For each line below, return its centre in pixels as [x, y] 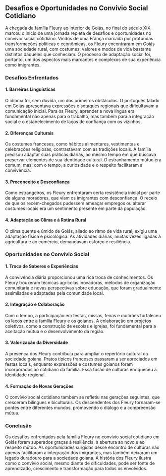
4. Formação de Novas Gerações [39, 386]
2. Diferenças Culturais [29, 133]
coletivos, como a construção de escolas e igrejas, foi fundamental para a [81, 326]
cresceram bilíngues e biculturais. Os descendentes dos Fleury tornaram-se [83, 403]
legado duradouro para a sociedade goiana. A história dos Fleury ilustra [78, 458]
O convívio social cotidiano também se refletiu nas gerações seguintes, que [83, 397]
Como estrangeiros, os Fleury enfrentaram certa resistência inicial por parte [83, 193]
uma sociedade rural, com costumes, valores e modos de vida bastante [78, 49]
